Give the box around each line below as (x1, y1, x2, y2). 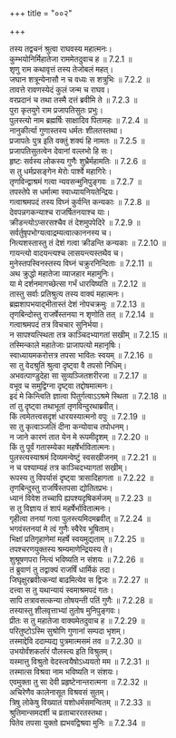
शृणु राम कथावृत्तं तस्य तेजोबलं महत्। (9, 64, 114, 74)
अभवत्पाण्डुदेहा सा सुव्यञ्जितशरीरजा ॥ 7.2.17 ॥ (9, 370, 147, 380)
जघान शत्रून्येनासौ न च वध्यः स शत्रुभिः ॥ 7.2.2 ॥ (9, 74, 151, 84)
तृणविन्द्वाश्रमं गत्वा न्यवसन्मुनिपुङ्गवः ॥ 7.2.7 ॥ (9, 176, 142, 187)
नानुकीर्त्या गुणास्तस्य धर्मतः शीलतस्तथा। (9, 125, 123, 135)
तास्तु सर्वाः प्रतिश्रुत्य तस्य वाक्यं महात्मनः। (9, 289, 125, 299)
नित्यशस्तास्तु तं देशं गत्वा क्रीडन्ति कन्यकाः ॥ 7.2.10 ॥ (9, 238, 166, 248)
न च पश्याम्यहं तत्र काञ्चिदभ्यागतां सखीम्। (9, 462, 129, 473)
